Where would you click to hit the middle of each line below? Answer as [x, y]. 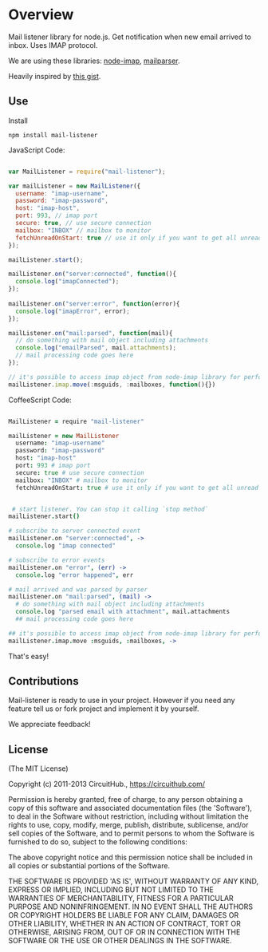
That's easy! [29, 656]
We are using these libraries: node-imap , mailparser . [95, 61]
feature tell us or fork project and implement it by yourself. [104, 709]
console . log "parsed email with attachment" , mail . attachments [122, 612]
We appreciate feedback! [50, 725]
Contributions [43, 681]
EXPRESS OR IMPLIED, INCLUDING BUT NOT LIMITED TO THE [111, 890]
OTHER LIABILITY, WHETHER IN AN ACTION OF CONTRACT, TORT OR [124, 924]
